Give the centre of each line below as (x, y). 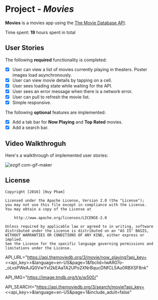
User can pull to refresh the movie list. (51, 97)
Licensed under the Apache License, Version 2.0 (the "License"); (75, 200)
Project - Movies (39, 9)
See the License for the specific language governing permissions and (79, 244)
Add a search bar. (30, 128)
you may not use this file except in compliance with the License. (76, 205)
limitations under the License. (38, 248)
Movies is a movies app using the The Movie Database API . (66, 23)
